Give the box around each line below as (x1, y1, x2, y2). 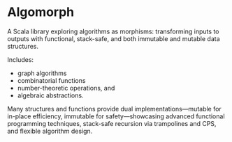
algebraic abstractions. (17, 91, 84, 100)
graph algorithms (17, 69, 67, 77)
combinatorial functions (17, 76, 86, 84)
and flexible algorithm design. (7, 127, 93, 135)
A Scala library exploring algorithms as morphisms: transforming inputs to (7, 27, 219, 35)
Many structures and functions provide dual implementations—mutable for (7, 104, 222, 113)
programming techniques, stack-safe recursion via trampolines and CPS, (7, 119, 217, 127)
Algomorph (7, 4, 75, 20)
